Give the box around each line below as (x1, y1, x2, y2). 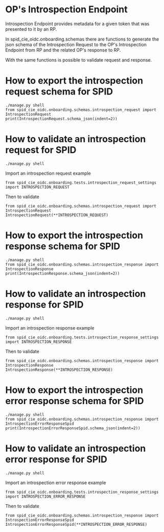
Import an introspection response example (5, 325, 95, 331)
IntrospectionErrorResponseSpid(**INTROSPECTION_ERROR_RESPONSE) (5, 522, 147, 527)
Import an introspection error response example (5, 479, 106, 486)
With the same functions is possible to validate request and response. (5, 56, 152, 63)
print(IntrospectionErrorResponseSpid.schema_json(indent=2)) (5, 425, 140, 431)
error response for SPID (5, 453, 107, 465)
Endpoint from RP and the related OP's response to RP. (5, 47, 121, 53)
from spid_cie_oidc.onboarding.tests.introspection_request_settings (5, 180, 157, 185)
